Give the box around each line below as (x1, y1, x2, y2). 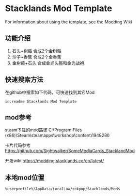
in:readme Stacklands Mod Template (5, 99, 77, 104)
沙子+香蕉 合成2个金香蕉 (12, 54, 62, 60)
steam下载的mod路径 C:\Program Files (5, 127, 82, 133)
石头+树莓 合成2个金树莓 (12, 48, 62, 54)
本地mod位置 (5, 173, 45, 181)
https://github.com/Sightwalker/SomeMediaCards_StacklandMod (5, 148, 135, 154)
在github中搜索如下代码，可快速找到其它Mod (5, 89, 95, 95)
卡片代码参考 (5, 142, 31, 148)
